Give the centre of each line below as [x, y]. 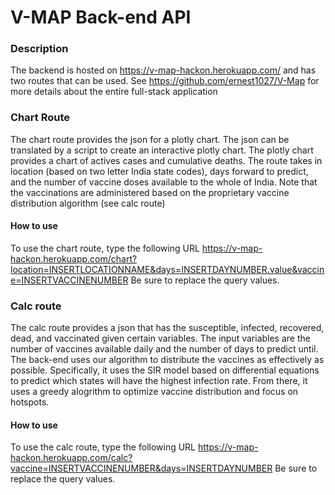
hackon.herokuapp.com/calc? [71, 458]
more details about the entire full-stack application [114, 92]
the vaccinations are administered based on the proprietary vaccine [150, 192]
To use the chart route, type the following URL [105, 248]
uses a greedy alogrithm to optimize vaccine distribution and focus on [154, 392]
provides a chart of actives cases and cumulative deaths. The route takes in [166, 160]
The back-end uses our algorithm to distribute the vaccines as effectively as [167, 360]
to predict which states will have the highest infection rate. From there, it [159, 381]
